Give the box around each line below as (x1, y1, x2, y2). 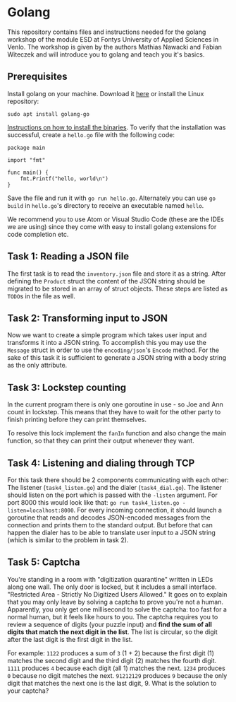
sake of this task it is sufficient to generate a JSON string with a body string (7, 353, 227, 362)
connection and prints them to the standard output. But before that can (7, 521, 213, 529)
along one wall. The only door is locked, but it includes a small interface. (7, 583, 217, 591)
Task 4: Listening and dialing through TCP (7, 457, 195, 469)
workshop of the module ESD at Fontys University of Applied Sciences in (7, 35, 219, 43)
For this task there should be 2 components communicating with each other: (7, 476, 229, 484)
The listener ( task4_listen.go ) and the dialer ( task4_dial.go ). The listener (7, 484, 222, 491)
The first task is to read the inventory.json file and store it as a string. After (7, 269, 226, 278)
